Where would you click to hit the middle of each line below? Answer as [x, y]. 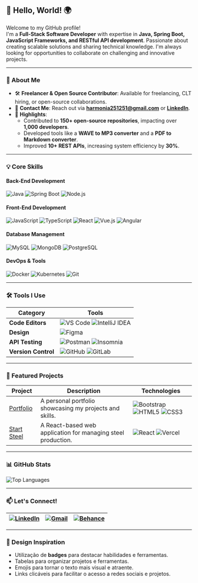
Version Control [32, 352]
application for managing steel [82, 433]
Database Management [35, 234]
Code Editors [28, 323]
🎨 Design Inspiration [36, 542]
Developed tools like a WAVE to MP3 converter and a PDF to [98, 133]
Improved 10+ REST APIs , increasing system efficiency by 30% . [101, 146]
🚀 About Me [23, 80]
